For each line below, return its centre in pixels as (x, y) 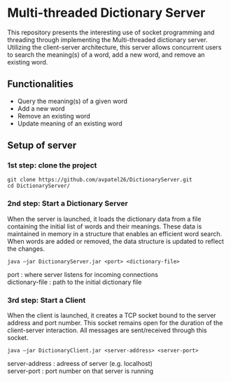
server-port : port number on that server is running (80, 371)
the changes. (26, 248)
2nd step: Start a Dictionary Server (68, 203)
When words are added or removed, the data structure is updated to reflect (115, 241)
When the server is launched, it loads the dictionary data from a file (104, 219)
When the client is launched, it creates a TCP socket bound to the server (112, 315)
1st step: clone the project (52, 165)
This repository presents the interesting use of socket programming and (111, 32)
